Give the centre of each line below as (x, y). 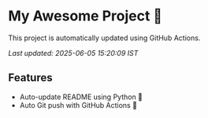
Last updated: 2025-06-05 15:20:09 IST (73, 53)
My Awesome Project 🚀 (85, 16)
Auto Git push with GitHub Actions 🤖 (78, 105)
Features (30, 78)
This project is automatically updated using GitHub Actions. (104, 38)
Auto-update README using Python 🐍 (81, 97)
